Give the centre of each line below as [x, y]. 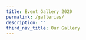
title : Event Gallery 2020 [39, 11]
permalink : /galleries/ [35, 17]
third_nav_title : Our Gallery [43, 28]
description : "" [26, 22]
